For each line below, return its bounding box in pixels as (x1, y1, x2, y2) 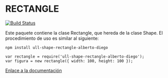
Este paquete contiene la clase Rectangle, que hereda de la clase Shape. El (5, 30, 163, 36)
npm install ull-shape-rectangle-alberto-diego (5, 45, 108, 50)
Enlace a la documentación (5, 67, 62, 73)
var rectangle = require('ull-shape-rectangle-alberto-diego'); (5, 54, 145, 59)
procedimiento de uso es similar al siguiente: (5, 35, 99, 41)
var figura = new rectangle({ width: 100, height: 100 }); (5, 58, 133, 64)
